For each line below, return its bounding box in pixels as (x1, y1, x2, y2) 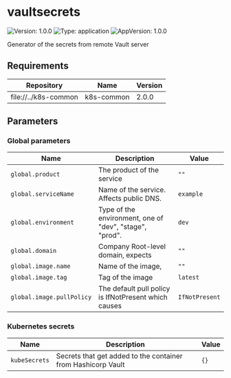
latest (177, 274, 199, 282)
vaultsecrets (7, 4, 81, 20)
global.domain (10, 247, 57, 255)
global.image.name (10, 263, 71, 270)
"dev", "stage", (98, 222, 147, 232)
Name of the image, (98, 262, 162, 271)
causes (98, 301, 122, 311)
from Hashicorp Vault (56, 359, 125, 369)
